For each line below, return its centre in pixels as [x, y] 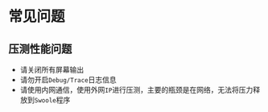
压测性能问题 [40, 49]
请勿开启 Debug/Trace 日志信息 [68, 80]
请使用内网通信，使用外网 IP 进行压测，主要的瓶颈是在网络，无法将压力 [136, 90]
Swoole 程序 [52, 100]
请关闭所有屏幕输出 [52, 70]
